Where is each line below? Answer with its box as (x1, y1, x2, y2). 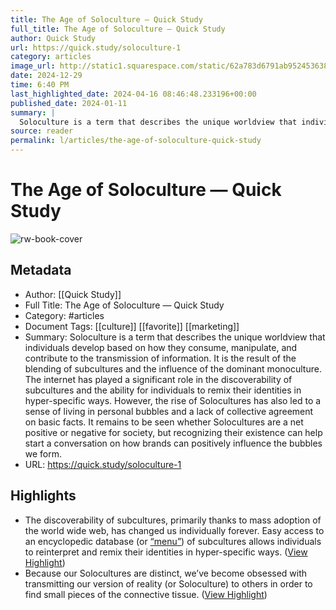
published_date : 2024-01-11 (10, 98, 128, 108)
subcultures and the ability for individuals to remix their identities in (24, 384, 302, 396)
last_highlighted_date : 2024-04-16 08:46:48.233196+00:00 (10, 89, 257, 99)
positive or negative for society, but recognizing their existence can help (24, 426, 323, 438)
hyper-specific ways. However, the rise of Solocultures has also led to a (24, 394, 322, 406)
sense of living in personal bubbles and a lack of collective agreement (24, 405, 314, 417)
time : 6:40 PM (10, 80, 70, 90)
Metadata (10, 262, 72, 279)
